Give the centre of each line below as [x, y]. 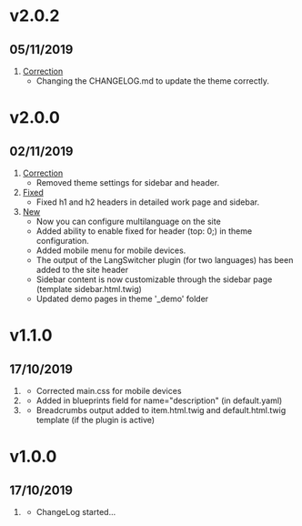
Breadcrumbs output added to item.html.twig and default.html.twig [161, 410]
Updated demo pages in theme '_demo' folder [122, 298]
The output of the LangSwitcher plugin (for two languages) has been [165, 260]
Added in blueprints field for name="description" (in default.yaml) [159, 400]
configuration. [62, 241]
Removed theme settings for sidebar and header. [128, 182]
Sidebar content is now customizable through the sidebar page [154, 279]
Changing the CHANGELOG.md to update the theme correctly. [153, 81]
